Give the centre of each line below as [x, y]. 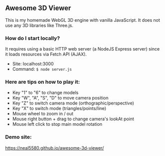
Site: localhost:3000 [33, 64]
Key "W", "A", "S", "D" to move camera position [60, 98]
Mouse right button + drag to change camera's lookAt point [73, 119]
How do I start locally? [33, 38]
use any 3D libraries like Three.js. [39, 25]
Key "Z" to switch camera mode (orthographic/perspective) [73, 103]
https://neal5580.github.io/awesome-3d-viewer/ [55, 148]
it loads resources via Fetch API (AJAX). [46, 54]
